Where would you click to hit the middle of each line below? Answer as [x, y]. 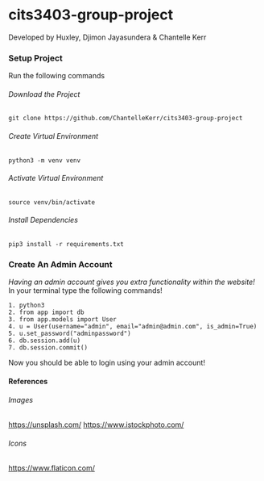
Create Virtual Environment [54, 136]
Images [21, 399]
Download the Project [44, 94]
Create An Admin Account [60, 264]
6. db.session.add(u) [45, 341]
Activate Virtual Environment [56, 178]
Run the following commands [57, 76]
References [28, 381]
